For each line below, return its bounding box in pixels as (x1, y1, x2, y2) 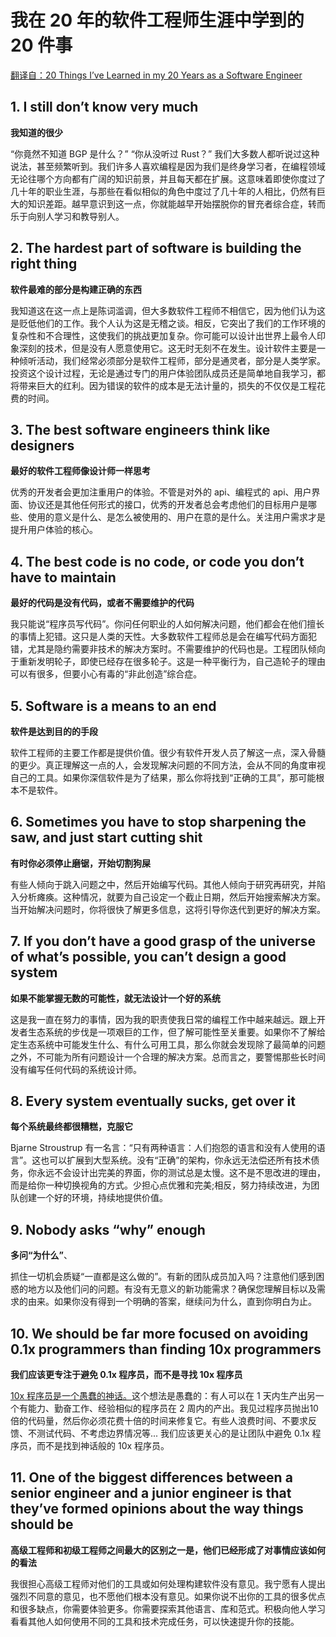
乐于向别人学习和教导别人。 (10, 210, 125, 222)
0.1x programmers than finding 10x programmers (10, 1341, 322, 1358)
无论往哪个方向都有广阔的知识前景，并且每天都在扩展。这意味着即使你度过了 (10, 172, 326, 185)
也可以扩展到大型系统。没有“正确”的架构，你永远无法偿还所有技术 (40, 1154, 312, 1166)
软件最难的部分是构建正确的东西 (10, 283, 142, 295)
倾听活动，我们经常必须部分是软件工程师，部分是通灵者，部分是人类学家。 (18, 354, 326, 366)
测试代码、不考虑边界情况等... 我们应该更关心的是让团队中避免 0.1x (36, 1427, 310, 1440)
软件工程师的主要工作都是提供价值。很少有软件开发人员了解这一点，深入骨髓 (10, 747, 326, 758)
